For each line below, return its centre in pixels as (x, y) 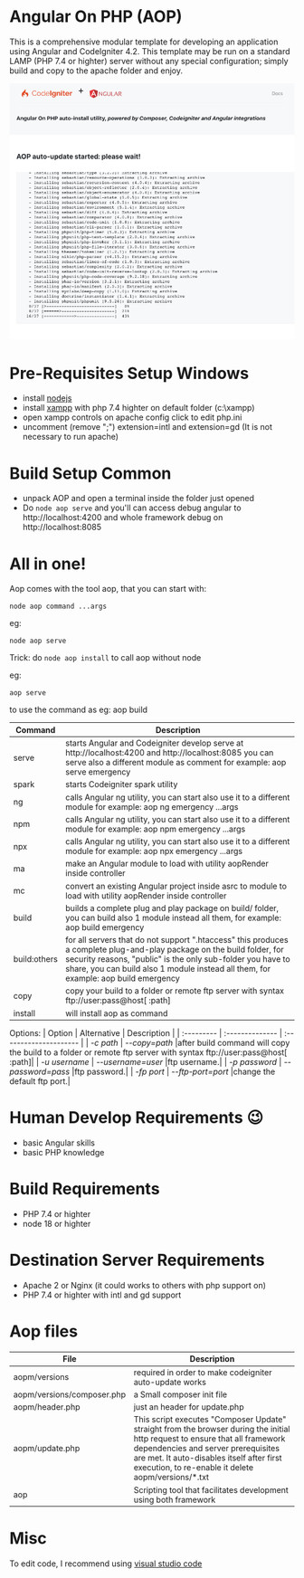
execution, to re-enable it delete (194, 1468)
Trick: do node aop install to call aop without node (105, 658)
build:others (36, 959)
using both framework (175, 1499)
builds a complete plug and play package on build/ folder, (172, 908)
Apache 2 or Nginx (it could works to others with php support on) (144, 1285)
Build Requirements (85, 1189)
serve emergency (98, 772)
